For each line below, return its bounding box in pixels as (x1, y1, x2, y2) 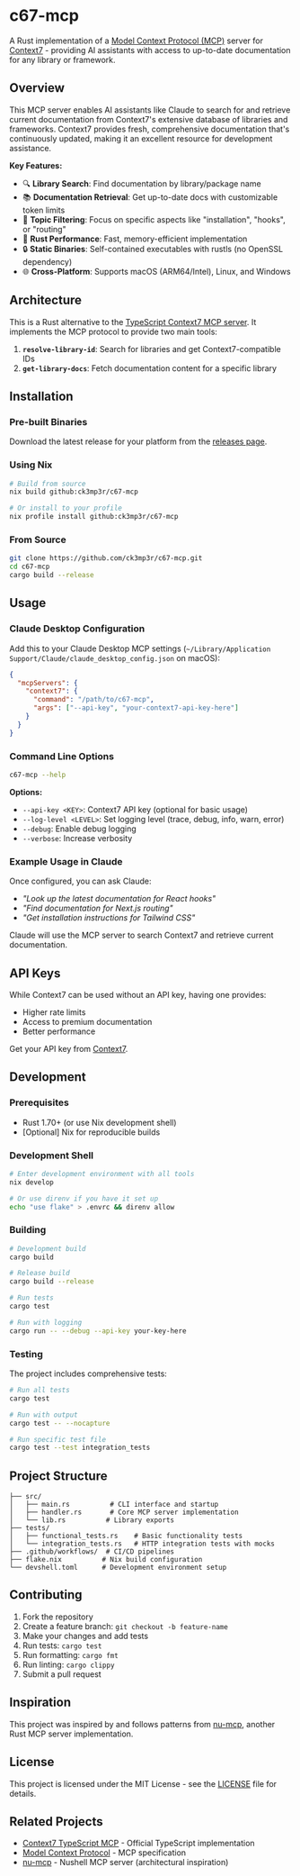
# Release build (9, 1269, 70, 1278)
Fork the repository (22, 1611, 94, 1622)
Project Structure (9, 1468, 108, 1483)
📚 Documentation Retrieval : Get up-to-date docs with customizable (22, 191, 278, 203)
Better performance (22, 1026, 96, 1037)
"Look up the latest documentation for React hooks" (22, 893, 216, 904)
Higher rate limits (22, 1006, 86, 1018)
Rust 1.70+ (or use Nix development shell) (22, 1117, 177, 1128)
